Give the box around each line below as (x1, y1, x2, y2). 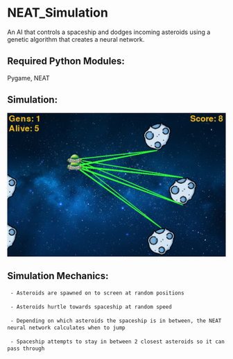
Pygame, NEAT (7, 74, 50, 82)
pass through (7, 345, 45, 352)
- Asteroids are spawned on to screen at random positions (10, 290, 185, 297)
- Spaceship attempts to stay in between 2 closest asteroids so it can (10, 338, 225, 345)
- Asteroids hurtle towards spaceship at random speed (10, 303, 172, 310)
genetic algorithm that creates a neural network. (7, 35, 145, 43)
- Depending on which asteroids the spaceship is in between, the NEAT (10, 317, 222, 324)
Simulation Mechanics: (7, 270, 109, 282)
